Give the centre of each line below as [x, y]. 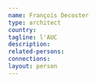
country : [22, 30]
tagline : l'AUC [33, 37]
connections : [29, 59]
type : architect [34, 23]
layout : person [33, 66]
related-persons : [36, 52]
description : [29, 45]
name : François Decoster [48, 15]
